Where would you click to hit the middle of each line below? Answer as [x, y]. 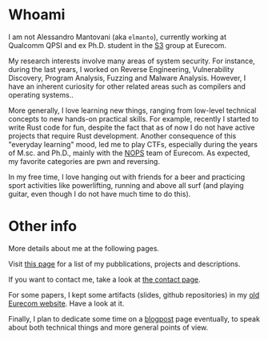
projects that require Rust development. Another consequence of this [122, 136]
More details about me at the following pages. [84, 248]
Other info [43, 226]
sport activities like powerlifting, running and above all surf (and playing [126, 185]
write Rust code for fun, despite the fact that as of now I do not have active [132, 127]
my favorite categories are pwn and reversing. [84, 161]
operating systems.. [41, 94]
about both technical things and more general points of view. [108, 327]
